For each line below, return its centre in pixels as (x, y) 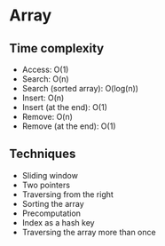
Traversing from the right (67, 194)
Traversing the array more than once (89, 232)
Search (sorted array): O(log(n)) (80, 88)
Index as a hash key (58, 222)
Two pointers (46, 185)
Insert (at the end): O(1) (65, 107)
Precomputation (51, 213)
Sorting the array (53, 203)
